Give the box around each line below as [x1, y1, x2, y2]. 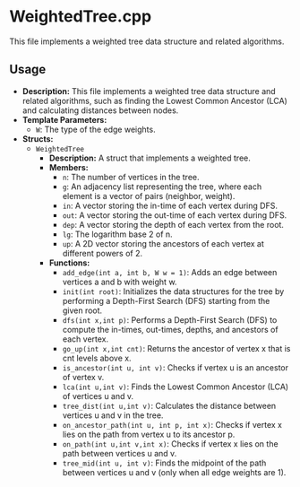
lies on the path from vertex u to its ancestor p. [62, 429, 236, 439]
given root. [62, 305, 103, 316]
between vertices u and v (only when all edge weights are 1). [62, 466, 287, 477]
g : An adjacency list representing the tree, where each [62, 181, 262, 192]
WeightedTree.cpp [9, 6, 152, 27]
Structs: [21, 133, 54, 144]
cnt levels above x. [62, 352, 132, 363]
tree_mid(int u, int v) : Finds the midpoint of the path [62, 457, 267, 468]
